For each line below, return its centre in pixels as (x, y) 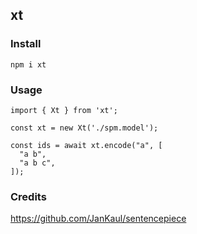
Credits (28, 196)
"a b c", (37, 163)
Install (26, 44)
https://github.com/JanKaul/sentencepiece (98, 219)
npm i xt (28, 64)
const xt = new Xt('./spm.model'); (84, 128)
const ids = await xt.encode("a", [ (86, 145)
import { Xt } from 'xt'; (64, 110)
